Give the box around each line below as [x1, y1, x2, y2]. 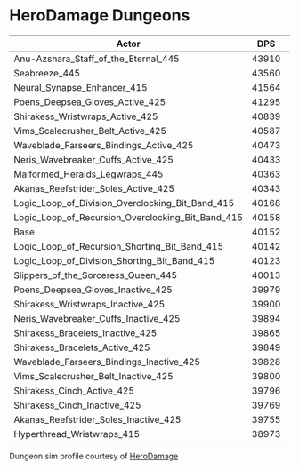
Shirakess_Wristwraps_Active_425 [13, 110, 158, 123]
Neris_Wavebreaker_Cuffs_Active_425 [13, 153, 174, 165]
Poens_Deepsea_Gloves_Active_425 [13, 95, 166, 108]
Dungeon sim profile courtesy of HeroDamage [9, 450, 179, 461]
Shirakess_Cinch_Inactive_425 [13, 399, 141, 411]
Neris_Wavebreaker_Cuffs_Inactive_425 [13, 312, 181, 324]
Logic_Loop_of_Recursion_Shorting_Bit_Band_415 [13, 240, 224, 252]
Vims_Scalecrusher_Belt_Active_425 [13, 124, 167, 137]
